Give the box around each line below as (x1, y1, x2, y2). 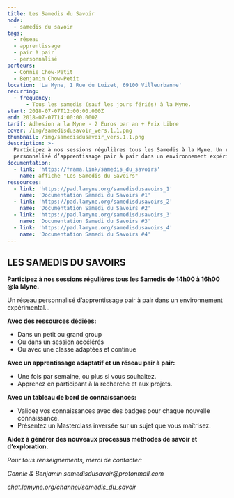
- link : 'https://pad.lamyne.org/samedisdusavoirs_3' (13, 211, 173, 218)
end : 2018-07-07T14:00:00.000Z (7, 114, 98, 121)
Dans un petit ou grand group (17, 331, 102, 339)
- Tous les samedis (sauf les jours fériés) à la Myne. (25, 101, 192, 108)
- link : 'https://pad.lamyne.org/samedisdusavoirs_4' (13, 224, 173, 231)
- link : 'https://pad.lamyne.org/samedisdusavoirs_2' (13, 198, 173, 206)
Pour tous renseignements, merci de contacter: (7, 456, 143, 465)
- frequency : (13, 95, 52, 102)
